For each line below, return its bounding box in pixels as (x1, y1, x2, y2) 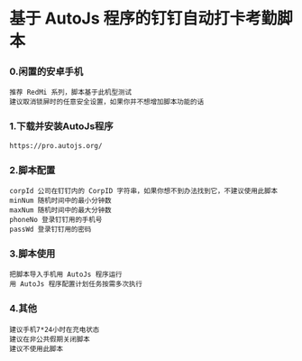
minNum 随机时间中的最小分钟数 (9, 196, 112, 206)
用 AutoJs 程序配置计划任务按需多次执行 (9, 280, 142, 289)
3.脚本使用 (9, 247, 56, 260)
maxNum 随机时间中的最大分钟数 (9, 206, 112, 215)
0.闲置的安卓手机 (9, 65, 84, 78)
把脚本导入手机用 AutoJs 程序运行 (9, 270, 123, 280)
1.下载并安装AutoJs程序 (9, 120, 114, 133)
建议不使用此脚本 (9, 344, 64, 353)
